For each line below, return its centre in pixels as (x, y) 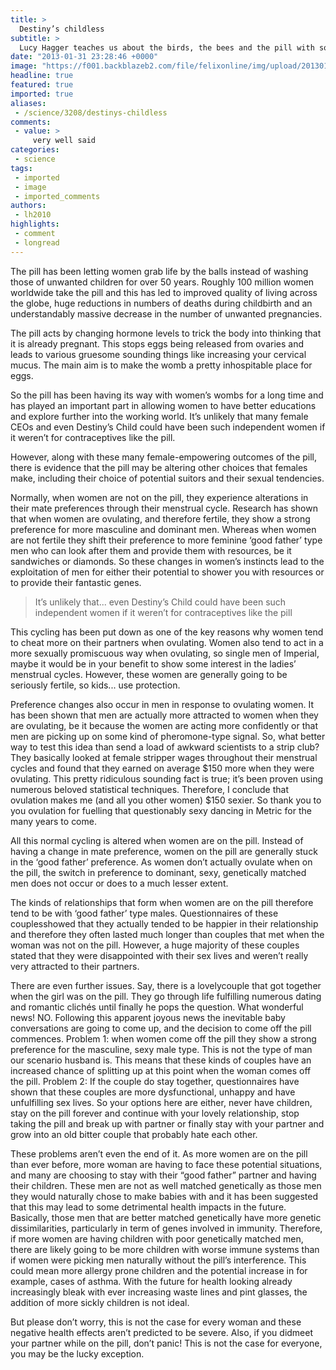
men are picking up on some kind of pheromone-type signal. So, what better (168, 736)
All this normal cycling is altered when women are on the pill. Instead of (157, 840)
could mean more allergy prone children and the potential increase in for (159, 1270)
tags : (21, 168)
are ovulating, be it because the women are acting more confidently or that (164, 725)
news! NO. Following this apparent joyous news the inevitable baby (148, 1017)
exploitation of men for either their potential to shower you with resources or (167, 572)
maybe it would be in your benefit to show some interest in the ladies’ (153, 663)
